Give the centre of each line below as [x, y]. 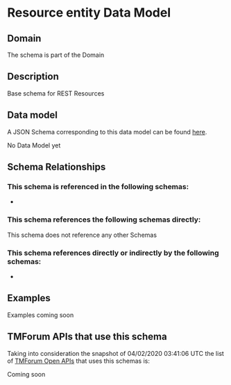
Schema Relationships [57, 167]
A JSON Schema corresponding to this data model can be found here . [107, 132]
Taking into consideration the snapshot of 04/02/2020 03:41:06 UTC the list [115, 353]
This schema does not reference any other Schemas [82, 235]
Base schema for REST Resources [56, 93]
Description [33, 77]
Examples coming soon [41, 315]
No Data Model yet [34, 145]
